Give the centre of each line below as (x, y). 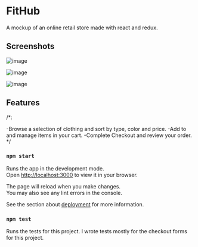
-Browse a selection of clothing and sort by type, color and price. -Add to (96, 129)
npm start (20, 156)
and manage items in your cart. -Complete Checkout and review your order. (99, 135)
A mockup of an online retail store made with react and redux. (82, 28)
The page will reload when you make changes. (64, 186)
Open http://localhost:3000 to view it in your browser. (72, 175)
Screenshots (30, 46)
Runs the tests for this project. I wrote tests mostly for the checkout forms (97, 231)
